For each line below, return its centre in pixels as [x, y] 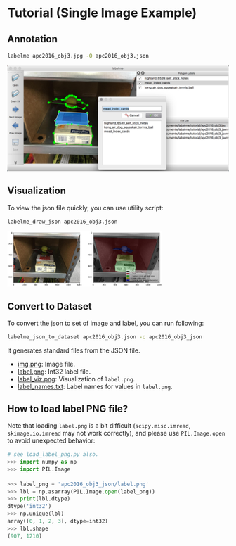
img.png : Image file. [46, 364]
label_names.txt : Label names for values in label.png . [95, 387]
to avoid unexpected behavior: [51, 440]
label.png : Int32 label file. [54, 372]
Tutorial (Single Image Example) [102, 13]
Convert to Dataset [50, 306]
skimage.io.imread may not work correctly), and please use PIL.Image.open [116, 433]
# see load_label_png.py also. [53, 455]
